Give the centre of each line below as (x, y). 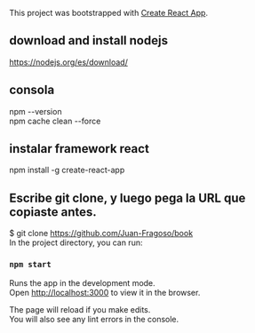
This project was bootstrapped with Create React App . (109, 13)
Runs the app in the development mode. (82, 282)
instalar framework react (79, 149)
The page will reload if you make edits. (80, 309)
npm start (30, 265)
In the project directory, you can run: (76, 242)
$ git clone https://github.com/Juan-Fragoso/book (101, 234)
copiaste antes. (53, 212)
